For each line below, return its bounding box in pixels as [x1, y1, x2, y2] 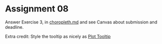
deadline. [5, 24, 24, 30]
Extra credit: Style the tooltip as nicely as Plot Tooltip [5, 33, 111, 39]
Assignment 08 [5, 3, 69, 14]
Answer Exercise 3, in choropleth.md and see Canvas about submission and [5, 19, 157, 25]
